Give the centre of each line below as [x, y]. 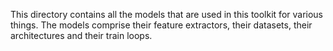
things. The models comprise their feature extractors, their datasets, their [161, 25]
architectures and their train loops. [81, 35]
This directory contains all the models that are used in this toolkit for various [167, 14]
